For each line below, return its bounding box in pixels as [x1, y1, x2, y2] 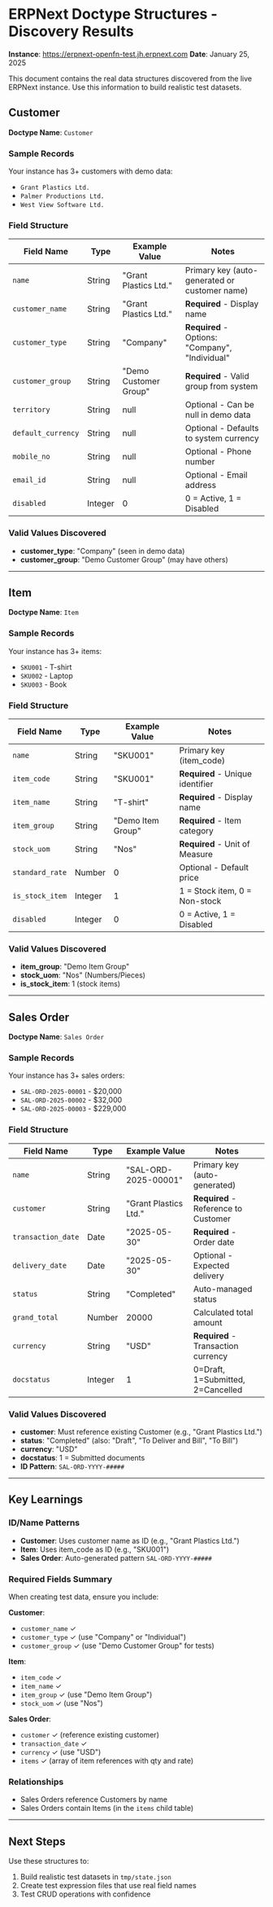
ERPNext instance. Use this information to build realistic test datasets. [8, 82, 242, 92]
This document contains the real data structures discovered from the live [8, 73, 253, 83]
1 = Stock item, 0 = [179, 885, 252, 897]
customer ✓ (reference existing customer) [19, 1730, 160, 1740]
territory [12, 405, 50, 415]
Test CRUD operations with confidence [19, 1889, 151, 1899]
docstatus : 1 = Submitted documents [19, 1453, 145, 1463]
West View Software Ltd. [19, 201, 105, 209]
